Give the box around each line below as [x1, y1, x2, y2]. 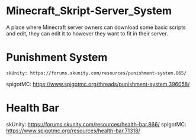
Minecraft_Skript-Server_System [6, 4, 172, 18]
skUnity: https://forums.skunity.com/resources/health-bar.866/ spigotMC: [6, 121, 187, 128]
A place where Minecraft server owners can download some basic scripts [6, 24, 186, 31]
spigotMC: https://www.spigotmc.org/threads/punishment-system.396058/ [6, 80, 190, 87]
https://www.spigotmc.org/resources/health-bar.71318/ [6, 127, 140, 134]
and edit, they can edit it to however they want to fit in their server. [6, 30, 168, 37]
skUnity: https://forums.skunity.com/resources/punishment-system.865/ [6, 70, 187, 76]
